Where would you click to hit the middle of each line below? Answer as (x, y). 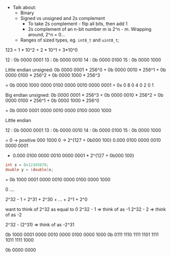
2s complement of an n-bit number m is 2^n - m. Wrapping (90, 29)
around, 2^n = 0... (46, 35)
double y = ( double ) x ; (29, 169)
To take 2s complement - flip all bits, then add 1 (78, 24)
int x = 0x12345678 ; (27, 165)
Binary (27, 13)
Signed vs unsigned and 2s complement (63, 18)
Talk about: (25, 7)
